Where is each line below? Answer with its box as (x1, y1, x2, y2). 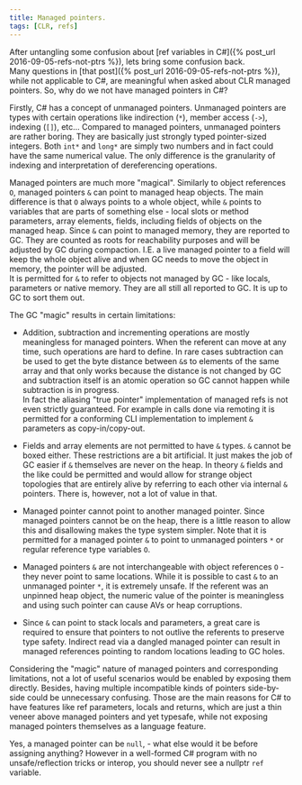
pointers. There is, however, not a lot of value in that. (22, 488, 218, 498)
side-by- (247, 682, 280, 693)
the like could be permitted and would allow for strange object (22, 469, 253, 479)
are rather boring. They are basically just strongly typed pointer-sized (9, 131, 267, 141)
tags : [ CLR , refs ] (9, 22, 78, 31)
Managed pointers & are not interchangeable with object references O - (22, 561, 285, 572)
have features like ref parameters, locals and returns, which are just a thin (9, 701, 282, 712)
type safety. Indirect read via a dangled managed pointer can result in (22, 636, 280, 647)
